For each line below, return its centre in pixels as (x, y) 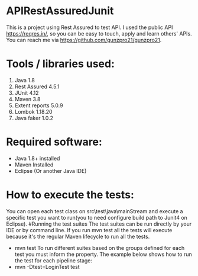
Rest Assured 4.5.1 (37, 86)
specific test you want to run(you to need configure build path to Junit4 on (97, 217)
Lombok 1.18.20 (33, 111)
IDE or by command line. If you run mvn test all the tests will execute (89, 230)
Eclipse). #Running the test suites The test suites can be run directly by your (99, 224)
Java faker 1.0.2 (34, 118)
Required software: (54, 142)
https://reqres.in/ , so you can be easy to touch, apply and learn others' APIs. (99, 33)
